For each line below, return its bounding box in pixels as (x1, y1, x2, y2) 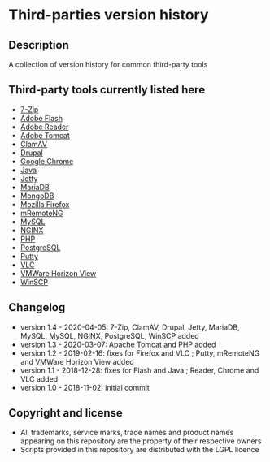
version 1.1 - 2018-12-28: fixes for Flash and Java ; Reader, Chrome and (20, 365, 259, 375)
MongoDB (20, 191, 54, 201)
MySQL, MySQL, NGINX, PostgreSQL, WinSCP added (20, 330, 199, 340)
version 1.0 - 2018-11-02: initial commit (20, 382, 150, 392)
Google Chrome (20, 156, 74, 166)
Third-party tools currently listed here (8, 83, 206, 97)
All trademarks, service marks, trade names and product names (20, 428, 234, 438)
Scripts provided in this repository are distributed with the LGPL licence (20, 445, 259, 455)
